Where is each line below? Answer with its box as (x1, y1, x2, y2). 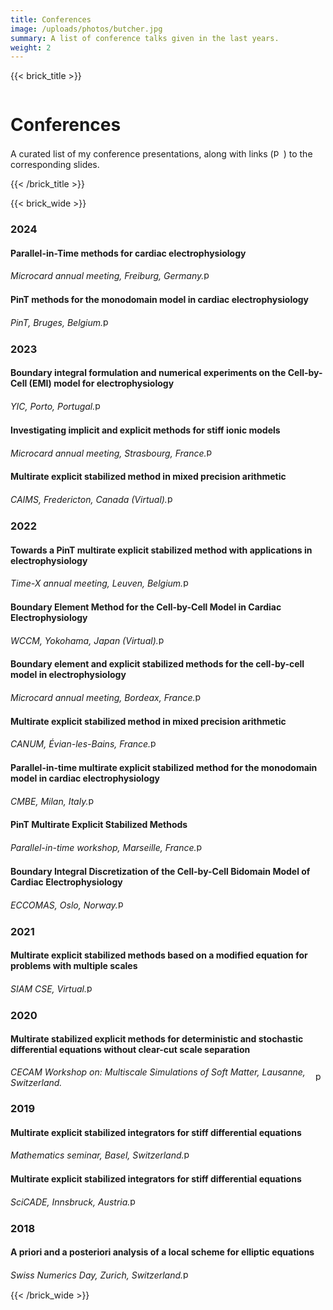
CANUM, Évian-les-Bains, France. (10, 738, 152, 750)
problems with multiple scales (10, 960, 138, 972)
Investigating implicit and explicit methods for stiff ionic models (10, 424, 281, 436)
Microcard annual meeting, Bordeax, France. (10, 691, 196, 703)
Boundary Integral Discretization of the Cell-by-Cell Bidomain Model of (10, 865, 311, 877)
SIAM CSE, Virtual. (10, 982, 87, 995)
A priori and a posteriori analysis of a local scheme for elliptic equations (10, 1246, 315, 1258)
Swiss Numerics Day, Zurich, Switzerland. (10, 1269, 184, 1281)
